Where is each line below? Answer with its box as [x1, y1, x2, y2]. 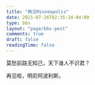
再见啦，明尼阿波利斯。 [6, 72, 64, 79]
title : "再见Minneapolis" [6, 8, 69, 15]
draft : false [6, 37, 39, 42]
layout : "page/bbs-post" [6, 25, 68, 32]
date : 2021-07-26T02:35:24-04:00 [6, 14, 90, 20]
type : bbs [6, 20, 31, 26]
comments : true [6, 31, 44, 37]
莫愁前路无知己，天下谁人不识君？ [6, 59, 90, 66]
